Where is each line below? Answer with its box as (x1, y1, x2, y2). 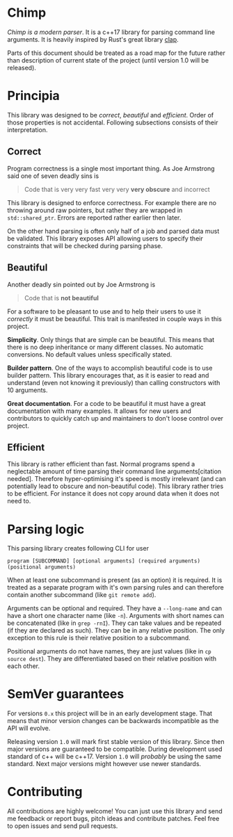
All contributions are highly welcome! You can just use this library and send (7, 807, 223, 815)
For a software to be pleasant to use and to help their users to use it (7, 307, 202, 316)
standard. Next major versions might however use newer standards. (7, 760, 202, 768)
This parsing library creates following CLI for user (7, 544, 150, 553)
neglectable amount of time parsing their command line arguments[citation (7, 467, 222, 476)
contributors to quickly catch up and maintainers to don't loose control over (7, 414, 224, 422)
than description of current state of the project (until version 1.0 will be (7, 56, 209, 64)
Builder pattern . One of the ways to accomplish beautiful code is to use (7, 364, 213, 372)
